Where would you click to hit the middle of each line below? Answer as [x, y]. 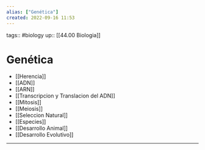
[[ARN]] [25, 90]
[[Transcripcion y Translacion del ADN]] [65, 96]
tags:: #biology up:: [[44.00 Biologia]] [53, 35]
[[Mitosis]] [28, 102]
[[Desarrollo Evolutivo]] [44, 135]
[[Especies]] [31, 122]
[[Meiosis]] [29, 109]
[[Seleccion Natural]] [41, 115]
